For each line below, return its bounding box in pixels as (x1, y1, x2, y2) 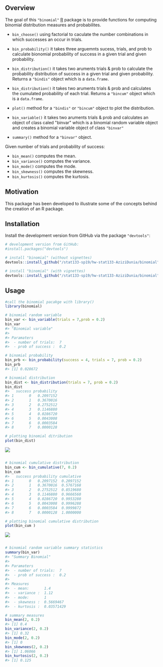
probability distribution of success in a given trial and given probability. (12, 70, 154, 77)
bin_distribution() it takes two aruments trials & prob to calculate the (12, 66, 153, 71)
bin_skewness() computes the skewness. (12, 168, 94, 174)
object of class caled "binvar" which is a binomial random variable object (12, 119, 158, 125)
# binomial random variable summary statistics (5, 546, 103, 550)
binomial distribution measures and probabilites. (5, 22, 101, 28)
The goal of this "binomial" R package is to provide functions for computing (5, 17, 157, 22)
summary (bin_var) (5, 550, 40, 555)
